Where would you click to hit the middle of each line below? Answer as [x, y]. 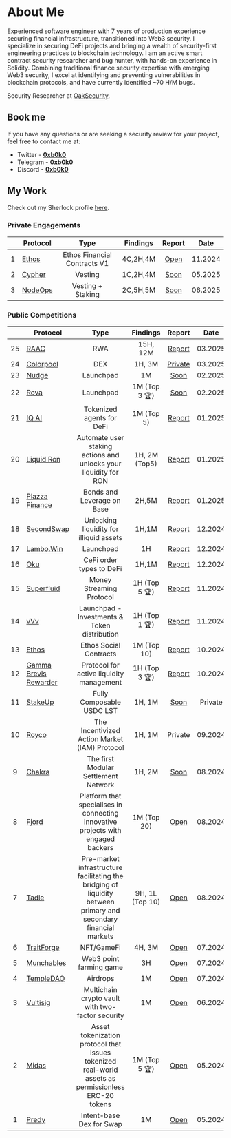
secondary [101, 919]
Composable [101, 702]
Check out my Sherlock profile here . [58, 207]
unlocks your [100, 464]
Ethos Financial [87, 254]
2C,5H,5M [139, 290]
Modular [101, 767]
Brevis [36, 674]
